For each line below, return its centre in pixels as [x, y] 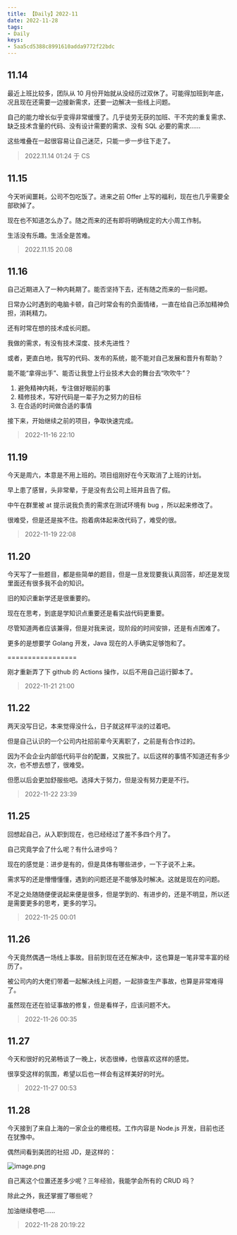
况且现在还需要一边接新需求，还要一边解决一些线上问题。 [91, 102]
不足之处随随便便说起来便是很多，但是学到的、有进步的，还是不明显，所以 [115, 894]
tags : [15, 27]
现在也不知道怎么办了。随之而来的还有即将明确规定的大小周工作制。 [106, 220]
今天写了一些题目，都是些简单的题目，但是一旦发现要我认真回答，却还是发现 [119, 574]
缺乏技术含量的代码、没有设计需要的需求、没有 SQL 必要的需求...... [104, 126]
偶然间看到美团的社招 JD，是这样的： [62, 1152]
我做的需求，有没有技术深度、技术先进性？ [69, 343]
